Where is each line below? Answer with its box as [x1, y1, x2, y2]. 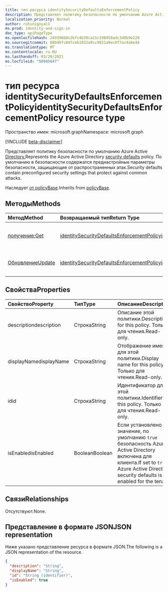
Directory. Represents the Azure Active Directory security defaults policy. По [5, 154, 162, 160]
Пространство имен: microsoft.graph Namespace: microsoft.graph [5, 129, 143, 135]
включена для [117, 452, 152, 459]
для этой [117, 348, 139, 356]
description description [7, 321, 61, 328]
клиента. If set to [117, 459, 156, 466]
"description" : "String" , [9, 563, 64, 569]
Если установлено [117, 421, 162, 428]
